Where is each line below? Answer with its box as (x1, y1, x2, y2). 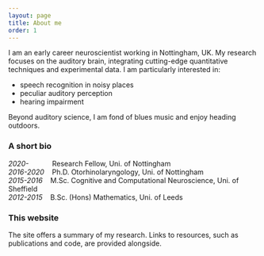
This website (8, 212, 59, 223)
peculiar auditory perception (19, 89, 113, 98)
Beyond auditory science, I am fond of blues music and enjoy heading (8, 113, 236, 122)
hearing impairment (19, 97, 85, 107)
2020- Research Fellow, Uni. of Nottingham (8, 159, 171, 168)
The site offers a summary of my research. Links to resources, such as (8, 230, 239, 239)
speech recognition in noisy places (19, 80, 134, 90)
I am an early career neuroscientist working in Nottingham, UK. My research (8, 48, 257, 58)
